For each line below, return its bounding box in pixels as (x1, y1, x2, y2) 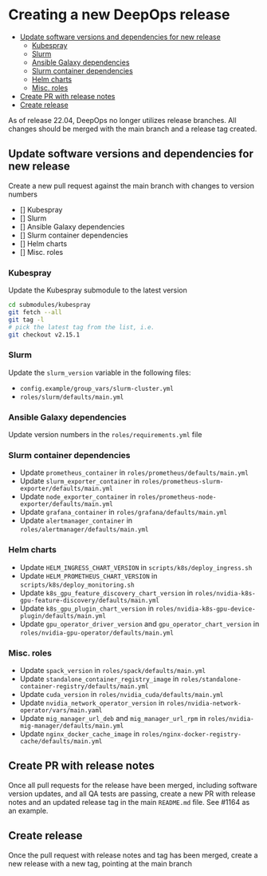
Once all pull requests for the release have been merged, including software (8, 780, 257, 790)
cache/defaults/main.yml (19, 737, 103, 745)
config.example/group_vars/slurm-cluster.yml (19, 384, 174, 392)
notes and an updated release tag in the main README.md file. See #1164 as (8, 797, 250, 806)
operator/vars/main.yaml (19, 706, 103, 715)
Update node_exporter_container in (19, 492, 137, 501)
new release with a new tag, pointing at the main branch (8, 858, 193, 868)
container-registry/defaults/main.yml (19, 682, 149, 691)
